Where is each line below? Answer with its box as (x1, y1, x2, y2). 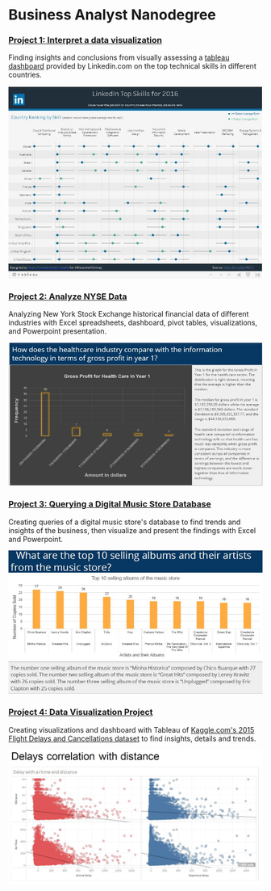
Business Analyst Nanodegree (8, 6, 216, 24)
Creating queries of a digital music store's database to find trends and (8, 517, 241, 527)
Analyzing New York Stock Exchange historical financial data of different (8, 309, 249, 319)
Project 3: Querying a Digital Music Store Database (8, 498, 211, 510)
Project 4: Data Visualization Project (8, 707, 153, 718)
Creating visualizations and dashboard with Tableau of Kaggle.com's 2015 (8, 725, 255, 734)
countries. (8, 70, 42, 80)
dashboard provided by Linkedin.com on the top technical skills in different (8, 61, 256, 71)
